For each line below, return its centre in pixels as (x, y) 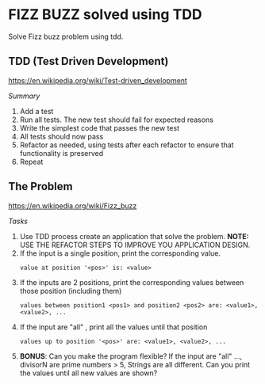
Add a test (36, 111)
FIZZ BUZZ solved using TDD (105, 15)
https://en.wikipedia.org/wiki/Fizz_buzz (73, 205)
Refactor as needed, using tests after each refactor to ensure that (127, 145)
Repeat (31, 162)
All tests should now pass (61, 136)
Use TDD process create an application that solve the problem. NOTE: (134, 236)
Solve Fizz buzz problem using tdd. (66, 36)
